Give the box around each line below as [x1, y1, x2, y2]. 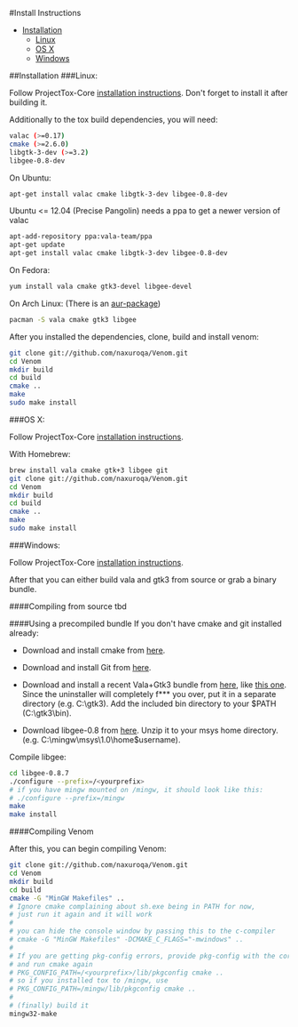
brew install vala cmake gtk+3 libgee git [9, 466, 169, 475]
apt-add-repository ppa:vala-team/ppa [9, 232, 153, 241]
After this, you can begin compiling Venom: [9, 844, 167, 854]
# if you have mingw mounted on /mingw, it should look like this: [9, 785, 264, 794]
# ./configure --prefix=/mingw [9, 793, 125, 803]
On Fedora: [9, 265, 51, 275]
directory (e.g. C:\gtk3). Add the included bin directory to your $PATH [21, 698, 277, 709]
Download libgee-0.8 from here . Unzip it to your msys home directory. [21, 725, 279, 735]
